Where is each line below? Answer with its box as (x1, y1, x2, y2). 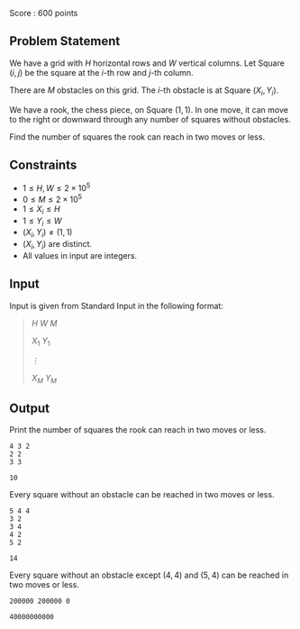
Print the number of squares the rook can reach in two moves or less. (9, 424, 267, 435)
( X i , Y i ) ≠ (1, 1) (22, 227, 73, 240)
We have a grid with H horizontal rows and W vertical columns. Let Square (9, 58, 286, 68)
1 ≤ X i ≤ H (22, 203, 60, 216)
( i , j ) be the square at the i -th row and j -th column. (9, 67, 194, 77)
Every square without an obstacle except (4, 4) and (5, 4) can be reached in (9, 570, 289, 580)
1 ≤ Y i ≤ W (22, 215, 62, 228)
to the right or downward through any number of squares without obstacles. (9, 114, 291, 124)
